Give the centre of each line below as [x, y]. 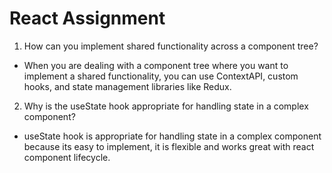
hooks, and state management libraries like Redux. [127, 86]
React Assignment [87, 18]
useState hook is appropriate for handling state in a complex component [172, 136]
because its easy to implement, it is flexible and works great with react [169, 146]
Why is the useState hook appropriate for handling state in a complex [166, 106]
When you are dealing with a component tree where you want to [156, 65]
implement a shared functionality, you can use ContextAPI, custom [161, 76]
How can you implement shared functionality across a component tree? [171, 46]
